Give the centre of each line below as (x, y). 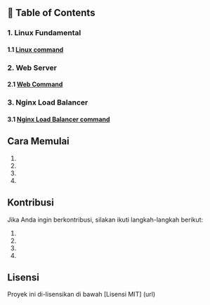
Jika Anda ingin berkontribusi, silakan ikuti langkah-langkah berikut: (105, 219)
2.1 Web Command (35, 84)
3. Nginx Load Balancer (48, 102)
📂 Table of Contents (51, 13)
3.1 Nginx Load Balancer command (59, 119)
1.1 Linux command (35, 49)
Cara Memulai (39, 141)
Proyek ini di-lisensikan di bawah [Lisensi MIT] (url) (81, 294)
